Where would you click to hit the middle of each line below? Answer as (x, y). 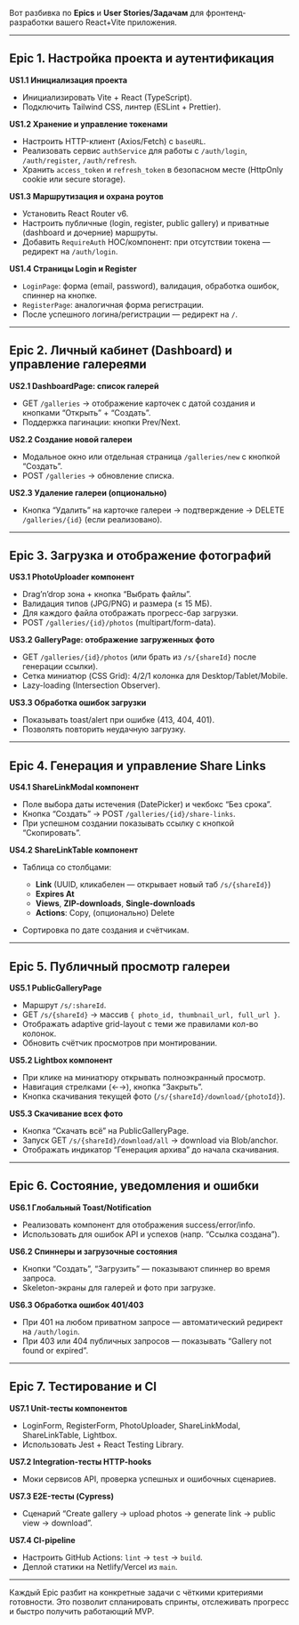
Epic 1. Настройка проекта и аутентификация (141, 58)
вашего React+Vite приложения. (117, 22)
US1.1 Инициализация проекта (68, 80)
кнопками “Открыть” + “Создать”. (86, 412)
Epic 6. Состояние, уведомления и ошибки (134, 1186)
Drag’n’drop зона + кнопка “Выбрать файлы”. (106, 594)
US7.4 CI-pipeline (42, 1540)
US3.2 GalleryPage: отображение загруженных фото (112, 640)
